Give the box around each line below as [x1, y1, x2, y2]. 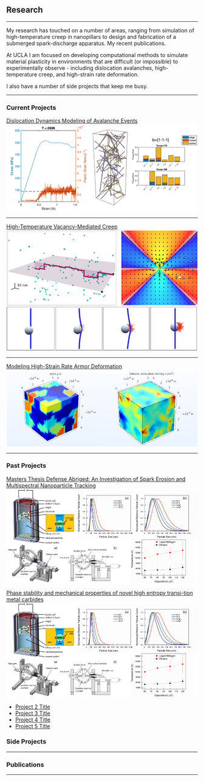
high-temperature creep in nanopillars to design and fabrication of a [6, 33, 177, 40]
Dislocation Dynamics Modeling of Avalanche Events [6, 117, 138, 124]
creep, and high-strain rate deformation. [38, 70, 139, 78]
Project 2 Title [15, 703, 50, 710]
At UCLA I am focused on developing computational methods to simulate [6, 51, 188, 58]
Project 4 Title [15, 716, 50, 723]
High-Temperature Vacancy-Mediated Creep [6, 223, 118, 230]
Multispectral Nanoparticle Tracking [6, 482, 96, 489]
